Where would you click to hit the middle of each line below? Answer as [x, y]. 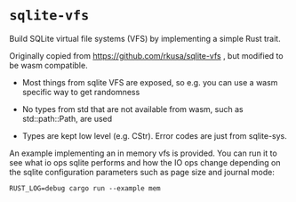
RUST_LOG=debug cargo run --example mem [85, 188]
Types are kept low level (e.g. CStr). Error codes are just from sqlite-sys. [154, 135]
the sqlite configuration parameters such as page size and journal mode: [142, 172]
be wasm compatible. [48, 65]
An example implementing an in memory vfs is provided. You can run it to [143, 153]
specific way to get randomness [81, 92]
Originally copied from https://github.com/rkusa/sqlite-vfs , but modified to [146, 55]
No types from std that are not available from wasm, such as [132, 109]
